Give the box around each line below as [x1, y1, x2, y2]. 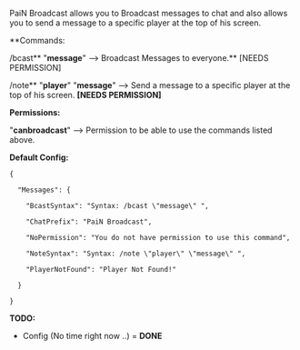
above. [9, 135, 35, 145]
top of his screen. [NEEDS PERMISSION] [9, 90, 162, 100]
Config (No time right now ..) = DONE [22, 331, 163, 341]
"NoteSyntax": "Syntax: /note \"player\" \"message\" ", [25, 249, 246, 258]
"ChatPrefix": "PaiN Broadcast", [25, 217, 153, 226]
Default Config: [9, 152, 69, 163]
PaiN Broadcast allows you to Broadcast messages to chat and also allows [9, 8, 288, 18]
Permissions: [9, 107, 61, 117]
